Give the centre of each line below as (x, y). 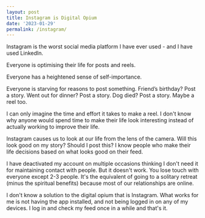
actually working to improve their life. (53, 127)
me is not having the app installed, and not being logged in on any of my (97, 202)
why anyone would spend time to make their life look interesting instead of (100, 120)
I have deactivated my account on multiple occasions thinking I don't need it (102, 164)
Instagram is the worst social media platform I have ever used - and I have (99, 47)
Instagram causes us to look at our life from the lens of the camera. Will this (102, 139)
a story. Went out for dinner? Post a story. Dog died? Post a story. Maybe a (100, 95)
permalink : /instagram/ (37, 29)
